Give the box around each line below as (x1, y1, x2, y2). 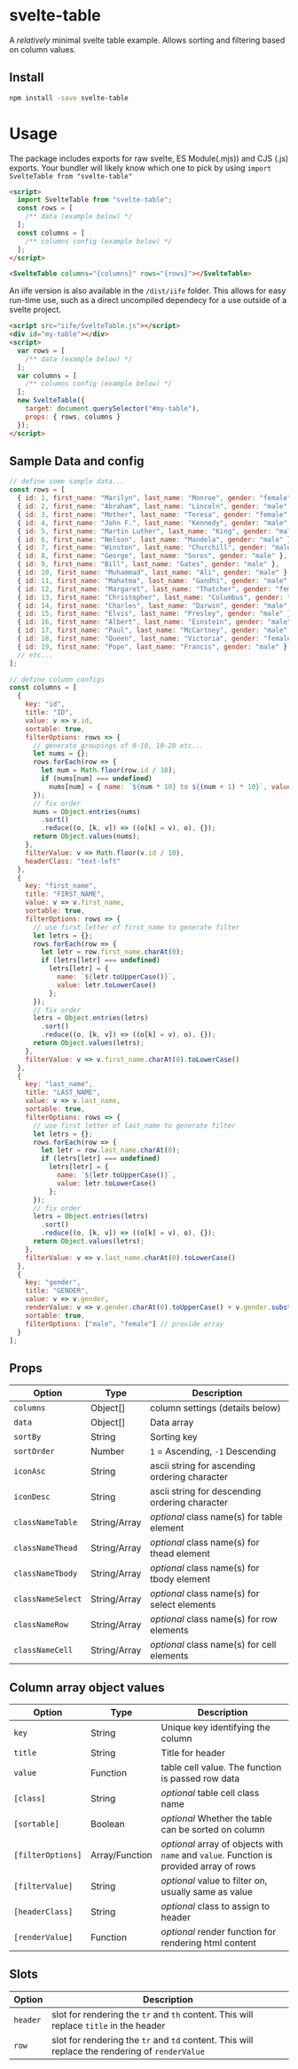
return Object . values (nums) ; (32, 832, 141, 841)
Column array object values (9, 1680, 165, 1695)
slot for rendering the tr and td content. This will (51, 2033, 254, 2046)
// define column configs (9, 675, 105, 684)
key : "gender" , (25, 1278, 82, 1287)
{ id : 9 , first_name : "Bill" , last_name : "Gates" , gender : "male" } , (17, 560, 280, 569)
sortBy (13, 1432, 42, 1442)
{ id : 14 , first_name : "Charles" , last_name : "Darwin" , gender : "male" (17, 601, 288, 610)
